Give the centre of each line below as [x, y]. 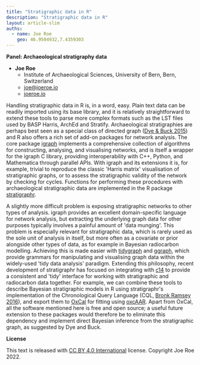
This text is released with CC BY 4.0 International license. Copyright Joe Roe [100, 350]
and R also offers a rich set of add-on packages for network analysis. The [97, 137]
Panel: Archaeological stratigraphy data [57, 57]
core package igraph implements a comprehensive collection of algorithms [98, 144]
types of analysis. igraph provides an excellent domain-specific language [96, 212]
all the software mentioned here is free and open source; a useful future [95, 308]
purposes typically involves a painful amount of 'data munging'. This [90, 225]
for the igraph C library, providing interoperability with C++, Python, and [95, 156]
